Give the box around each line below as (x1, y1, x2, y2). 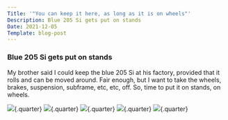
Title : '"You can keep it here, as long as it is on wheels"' (7, 10, 191, 17)
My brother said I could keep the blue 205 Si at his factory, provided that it (7, 68, 220, 76)
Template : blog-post (7, 29, 67, 37)
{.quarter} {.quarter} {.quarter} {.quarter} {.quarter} (14, 105, 188, 113)
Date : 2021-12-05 (7, 23, 58, 30)
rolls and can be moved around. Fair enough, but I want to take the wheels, (7, 76, 222, 84)
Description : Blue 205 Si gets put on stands (7, 17, 141, 24)
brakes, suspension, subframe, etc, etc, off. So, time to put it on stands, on (7, 83, 221, 91)
